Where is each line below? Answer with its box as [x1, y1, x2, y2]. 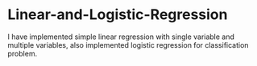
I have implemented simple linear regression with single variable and [7, 32, 235, 41]
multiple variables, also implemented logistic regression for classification [7, 40, 249, 49]
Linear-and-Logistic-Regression [7, 6, 228, 24]
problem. [7, 49, 38, 58]
